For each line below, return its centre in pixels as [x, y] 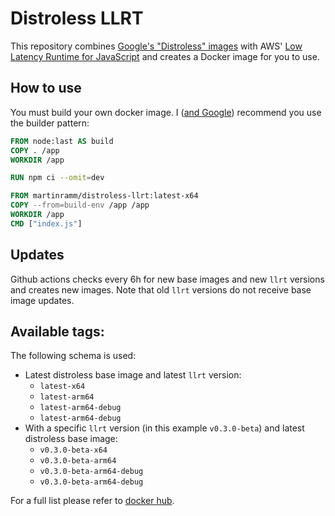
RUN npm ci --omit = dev [57, 178]
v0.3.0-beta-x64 [73, 450]
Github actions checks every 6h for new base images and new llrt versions [167, 279]
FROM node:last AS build [62, 141]
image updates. [42, 300]
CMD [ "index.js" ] [46, 223]
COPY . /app [35, 150]
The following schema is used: [73, 356]
